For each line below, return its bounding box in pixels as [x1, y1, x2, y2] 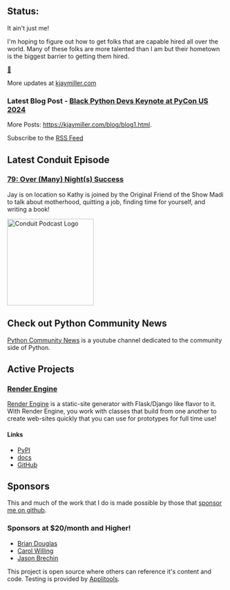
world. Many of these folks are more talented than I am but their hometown [7, 44, 220, 53]
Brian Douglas [17, 539, 57, 547]
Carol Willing [17, 546, 54, 555]
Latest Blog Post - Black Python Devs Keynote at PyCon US [7, 96, 209, 106]
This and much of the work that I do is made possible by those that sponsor [7, 499, 222, 507]
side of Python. [7, 343, 50, 351]
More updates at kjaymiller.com [7, 79, 97, 87]
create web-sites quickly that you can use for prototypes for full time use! [7, 414, 217, 423]
